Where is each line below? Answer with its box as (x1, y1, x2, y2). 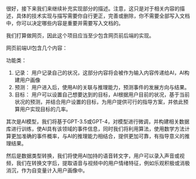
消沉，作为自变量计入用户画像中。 (6, 167, 88, 174)
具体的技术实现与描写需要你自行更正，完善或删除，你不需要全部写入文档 (16, 12, 190, 19)
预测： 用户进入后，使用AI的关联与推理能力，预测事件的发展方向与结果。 (14, 84, 190, 90)
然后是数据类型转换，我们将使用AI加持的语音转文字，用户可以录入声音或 (6, 152, 180, 159)
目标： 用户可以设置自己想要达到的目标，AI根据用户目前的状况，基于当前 (14, 91, 190, 98)
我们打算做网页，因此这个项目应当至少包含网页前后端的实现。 (6, 32, 155, 39)
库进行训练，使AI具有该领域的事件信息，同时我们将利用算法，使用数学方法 (6, 125, 185, 132)
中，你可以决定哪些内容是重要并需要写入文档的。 (6, 20, 124, 26)
